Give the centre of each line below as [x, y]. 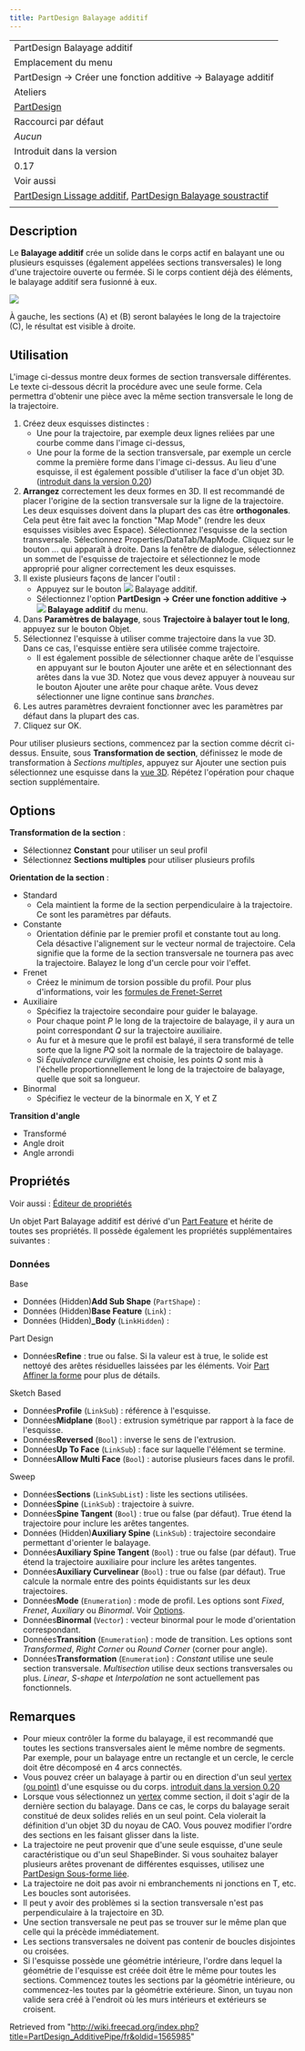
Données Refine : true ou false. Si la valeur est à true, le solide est [145, 1356]
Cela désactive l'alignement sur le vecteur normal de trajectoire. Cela [166, 944]
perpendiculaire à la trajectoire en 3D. [93, 1912]
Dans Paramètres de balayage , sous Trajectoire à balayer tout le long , [156, 619]
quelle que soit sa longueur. [88, 1079]
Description [43, 232]
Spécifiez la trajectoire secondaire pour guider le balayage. [147, 1011]
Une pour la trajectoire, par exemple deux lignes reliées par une [155, 433]
